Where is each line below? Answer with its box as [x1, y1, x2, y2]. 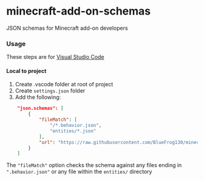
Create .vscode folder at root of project [15, 81, 114, 88]
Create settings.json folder [15, 87, 86, 95]
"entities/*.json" [49, 128, 97, 134]
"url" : [38, 139, 56, 145]
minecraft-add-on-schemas [6, 4, 151, 18]
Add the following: [15, 94, 61, 101]
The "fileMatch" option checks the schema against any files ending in [6, 162, 182, 169]
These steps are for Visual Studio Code [6, 53, 104, 61]
